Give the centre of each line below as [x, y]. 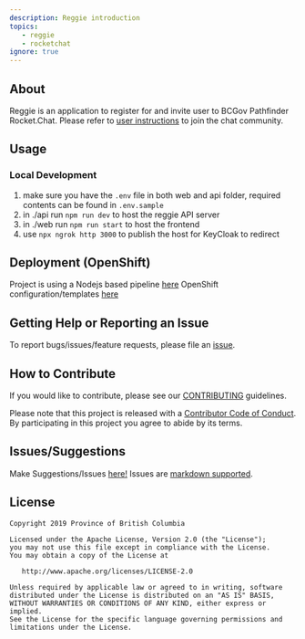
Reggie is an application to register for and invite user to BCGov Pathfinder [149, 110]
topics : [24, 26]
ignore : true [34, 52]
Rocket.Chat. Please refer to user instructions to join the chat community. [147, 120]
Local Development [53, 175]
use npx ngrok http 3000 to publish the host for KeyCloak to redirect [151, 234]
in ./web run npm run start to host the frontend [111, 224]
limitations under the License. [71, 627]
